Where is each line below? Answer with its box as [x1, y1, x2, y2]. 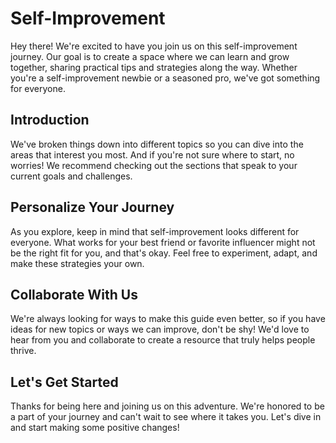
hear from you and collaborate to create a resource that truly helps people [10, 334, 316, 346]
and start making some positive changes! [10, 422, 180, 434]
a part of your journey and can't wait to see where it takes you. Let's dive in [10, 411, 322, 423]
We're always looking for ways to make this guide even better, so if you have [10, 313, 326, 325]
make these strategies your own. [10, 257, 145, 269]
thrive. [10, 345, 37, 357]
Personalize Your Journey [10, 199, 175, 216]
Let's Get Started [10, 373, 119, 391]
